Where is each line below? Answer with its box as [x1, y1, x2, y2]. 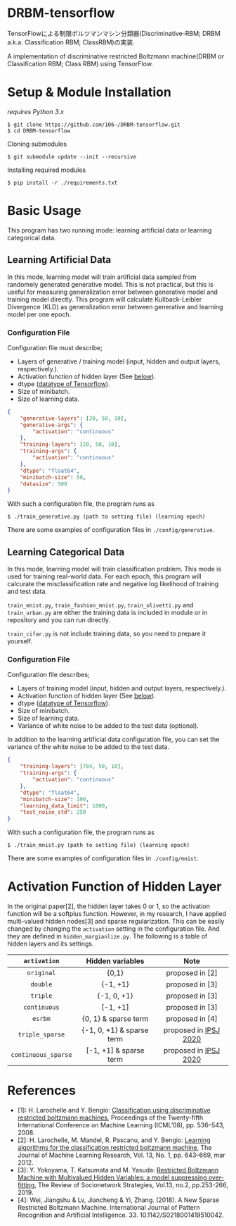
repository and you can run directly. [7, 616, 111, 624]
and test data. [7, 587, 48, 596]
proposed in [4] [166, 1014, 218, 1024]
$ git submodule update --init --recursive [7, 153, 137, 160]
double [30, 981, 53, 989]
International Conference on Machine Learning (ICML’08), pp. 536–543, [17, 1121, 225, 1129]
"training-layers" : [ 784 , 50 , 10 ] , [20, 763, 124, 770]
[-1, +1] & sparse [86, 1046, 145, 1055]
